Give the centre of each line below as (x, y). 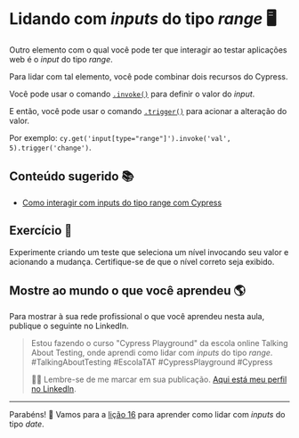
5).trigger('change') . (50, 147)
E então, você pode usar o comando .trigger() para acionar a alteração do (148, 111)
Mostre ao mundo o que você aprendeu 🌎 (128, 290)
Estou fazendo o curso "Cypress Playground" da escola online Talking (159, 343)
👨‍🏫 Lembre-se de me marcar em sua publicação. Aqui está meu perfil (159, 380)
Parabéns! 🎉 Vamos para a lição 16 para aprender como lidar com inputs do (147, 415)
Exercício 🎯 (41, 231)
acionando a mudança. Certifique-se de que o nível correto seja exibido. (142, 261)
